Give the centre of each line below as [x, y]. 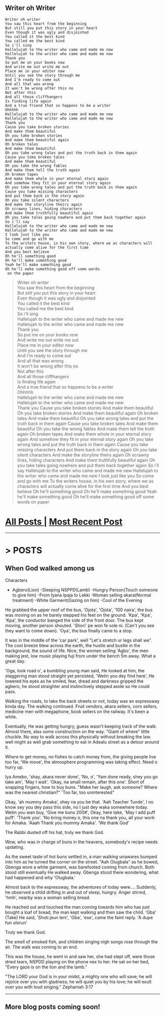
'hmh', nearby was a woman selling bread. [48, 897]
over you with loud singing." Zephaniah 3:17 [49, 987]
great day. [15, 661]
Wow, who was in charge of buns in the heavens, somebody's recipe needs [82, 842]
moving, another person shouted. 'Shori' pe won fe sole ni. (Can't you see [80, 625]
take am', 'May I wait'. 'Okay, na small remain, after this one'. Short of [75, 782]
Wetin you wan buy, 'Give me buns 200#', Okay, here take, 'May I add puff [80, 812]
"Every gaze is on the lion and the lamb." [46, 967]
